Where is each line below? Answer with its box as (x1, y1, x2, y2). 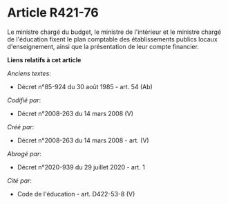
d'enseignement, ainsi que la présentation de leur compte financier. (7, 42, 199, 50)
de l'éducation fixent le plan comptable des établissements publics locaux (7, 35, 218, 43)
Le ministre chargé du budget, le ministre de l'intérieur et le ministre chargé (7, 28, 222, 36)
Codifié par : (7, 95, 41, 104)
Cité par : (7, 176, 32, 185)
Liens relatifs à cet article (7, 55, 82, 64)
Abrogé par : (7, 149, 41, 158)
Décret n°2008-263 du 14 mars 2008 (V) (17, 109, 133, 118)
